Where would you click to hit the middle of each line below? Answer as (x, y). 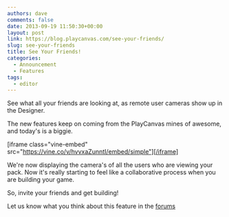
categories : (24, 58)
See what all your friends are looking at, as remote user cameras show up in (115, 103)
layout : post (26, 33)
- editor (26, 84)
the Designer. (26, 111)
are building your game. (41, 180)
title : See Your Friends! (44, 52)
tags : (15, 77)
